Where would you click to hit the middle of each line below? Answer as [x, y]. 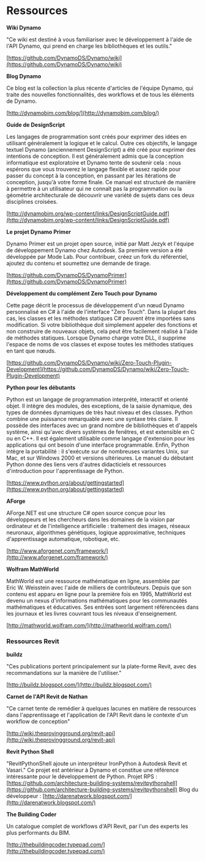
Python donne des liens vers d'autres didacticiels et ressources [86, 464]
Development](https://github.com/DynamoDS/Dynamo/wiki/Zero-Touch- [98, 369]
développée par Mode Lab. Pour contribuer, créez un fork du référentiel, [97, 256]
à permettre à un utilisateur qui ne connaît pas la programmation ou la [94, 188]
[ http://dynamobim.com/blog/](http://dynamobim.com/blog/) [83, 113]
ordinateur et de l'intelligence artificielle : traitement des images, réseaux [98, 526]
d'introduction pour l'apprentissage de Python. [65, 471]
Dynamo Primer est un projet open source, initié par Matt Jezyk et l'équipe [100, 244]
